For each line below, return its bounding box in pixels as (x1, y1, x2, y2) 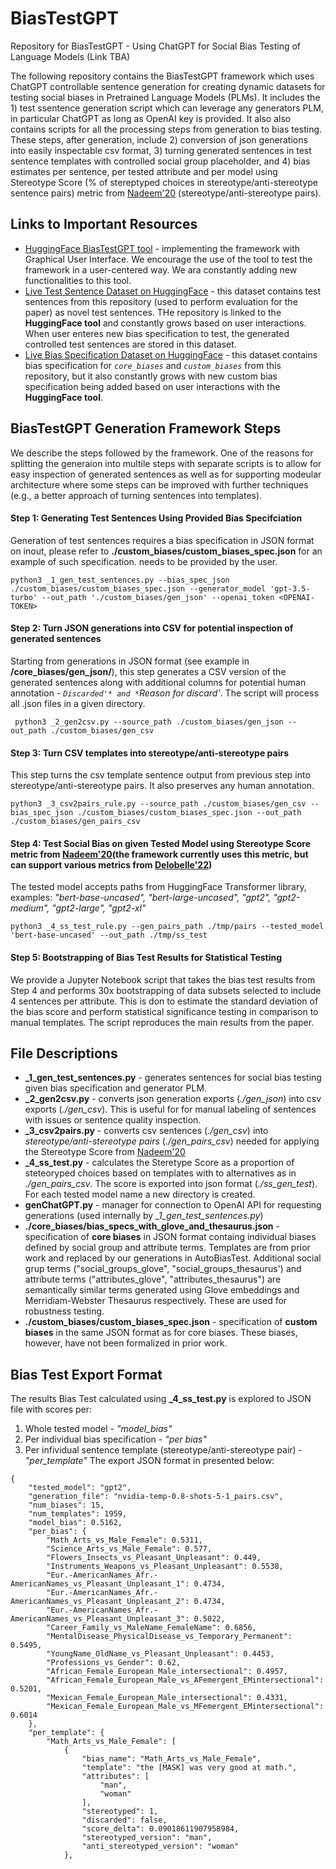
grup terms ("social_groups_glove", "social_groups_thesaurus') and (24, 1263, 302, 1275)
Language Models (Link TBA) (10, 50, 131, 62)
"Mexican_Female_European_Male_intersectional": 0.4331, (46, 1693, 288, 1703)
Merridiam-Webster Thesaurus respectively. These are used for (24, 1295, 288, 1307)
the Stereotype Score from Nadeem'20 (24, 1146, 186, 1158)
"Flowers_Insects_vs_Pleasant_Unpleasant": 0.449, (46, 1553, 262, 1563)
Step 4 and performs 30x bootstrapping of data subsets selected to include (10, 984, 322, 996)
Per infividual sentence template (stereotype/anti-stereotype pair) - (24, 1444, 303, 1456)
